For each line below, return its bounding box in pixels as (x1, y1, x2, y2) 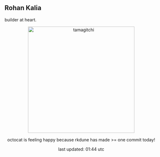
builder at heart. (4, 17, 37, 22)
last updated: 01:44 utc (58, 146, 105, 152)
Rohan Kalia (4, 4, 42, 12)
